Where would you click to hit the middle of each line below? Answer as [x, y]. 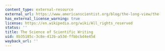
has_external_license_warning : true [42, 18]
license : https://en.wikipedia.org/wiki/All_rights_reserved [69, 23]
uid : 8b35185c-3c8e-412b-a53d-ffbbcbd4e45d [50, 37]
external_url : [20, 14]
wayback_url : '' [22, 41]
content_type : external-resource [39, 9]
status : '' [16, 28]
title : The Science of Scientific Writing [49, 32]
